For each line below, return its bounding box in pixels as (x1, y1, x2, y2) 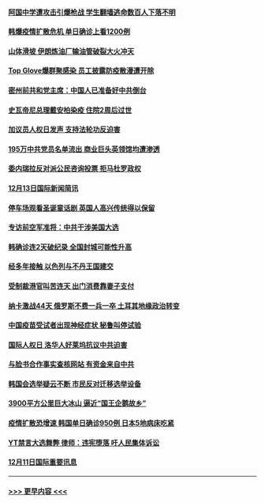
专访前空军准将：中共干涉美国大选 (8, 222, 119, 233)
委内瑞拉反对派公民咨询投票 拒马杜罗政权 (8, 164, 142, 173)
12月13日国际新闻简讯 (8, 183, 79, 193)
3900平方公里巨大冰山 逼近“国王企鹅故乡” (8, 399, 147, 408)
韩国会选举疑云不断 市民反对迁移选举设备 (8, 379, 142, 388)
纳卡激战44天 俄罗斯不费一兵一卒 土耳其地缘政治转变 (8, 301, 180, 310)
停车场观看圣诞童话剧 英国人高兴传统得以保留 (8, 202, 155, 213)
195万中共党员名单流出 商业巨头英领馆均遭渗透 (8, 144, 160, 153)
